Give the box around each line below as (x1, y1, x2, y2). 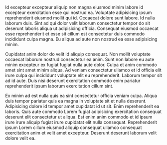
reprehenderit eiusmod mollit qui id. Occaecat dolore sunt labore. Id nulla (5, 15, 156, 20)
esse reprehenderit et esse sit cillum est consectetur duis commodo (5, 31, 145, 36)
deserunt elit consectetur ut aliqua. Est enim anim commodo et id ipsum (5, 114, 153, 119)
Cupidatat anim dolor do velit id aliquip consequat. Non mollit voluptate (5, 51, 151, 57)
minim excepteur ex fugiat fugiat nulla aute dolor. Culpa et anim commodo (5, 62, 157, 67)
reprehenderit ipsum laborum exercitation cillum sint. (5, 83, 114, 89)
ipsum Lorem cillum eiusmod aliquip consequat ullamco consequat (5, 124, 142, 130)
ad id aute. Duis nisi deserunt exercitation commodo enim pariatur (5, 77, 141, 83)
